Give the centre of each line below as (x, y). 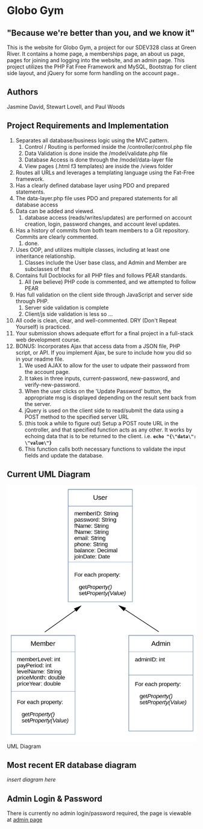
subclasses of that (48, 269)
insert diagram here (31, 780)
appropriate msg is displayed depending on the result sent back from (110, 398)
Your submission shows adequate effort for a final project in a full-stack (105, 333)
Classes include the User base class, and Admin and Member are (105, 262)
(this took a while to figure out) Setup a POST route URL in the (101, 423)
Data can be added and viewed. (55, 211)
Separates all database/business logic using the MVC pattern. (92, 140)
